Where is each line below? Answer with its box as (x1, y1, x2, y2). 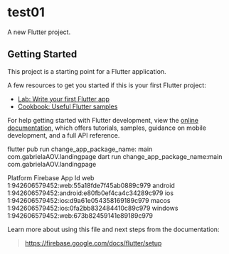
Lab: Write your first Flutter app (17, 94, 110, 103)
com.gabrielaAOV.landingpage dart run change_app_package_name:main (7, 152, 223, 160)
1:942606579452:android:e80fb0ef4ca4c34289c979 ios (7, 189, 174, 197)
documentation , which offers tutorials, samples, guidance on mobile (7, 123, 206, 132)
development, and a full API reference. (7, 131, 120, 139)
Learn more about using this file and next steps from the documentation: (7, 225, 220, 233)
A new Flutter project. (7, 28, 71, 36)
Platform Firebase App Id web (7, 173, 95, 182)
